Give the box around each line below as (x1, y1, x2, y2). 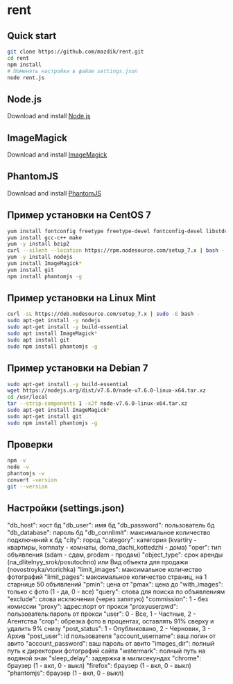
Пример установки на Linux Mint (7, 292, 156, 304)
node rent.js (7, 74, 45, 81)
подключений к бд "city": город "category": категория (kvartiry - (7, 535, 198, 544)
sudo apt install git (7, 336, 70, 343)
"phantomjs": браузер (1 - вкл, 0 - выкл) (7, 669, 124, 677)
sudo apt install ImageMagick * (7, 330, 98, 337)
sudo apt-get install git (7, 413, 82, 420)
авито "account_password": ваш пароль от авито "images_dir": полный (7, 639, 215, 647)
